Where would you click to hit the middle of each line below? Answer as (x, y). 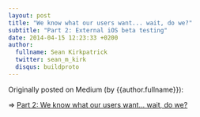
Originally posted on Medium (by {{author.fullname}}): (96, 89)
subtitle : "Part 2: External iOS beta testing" (88, 30)
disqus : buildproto (47, 67)
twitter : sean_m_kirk (51, 60)
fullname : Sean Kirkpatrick (62, 52)
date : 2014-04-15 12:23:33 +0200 (63, 38)
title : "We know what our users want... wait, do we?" (100, 23)
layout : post (30, 15)
